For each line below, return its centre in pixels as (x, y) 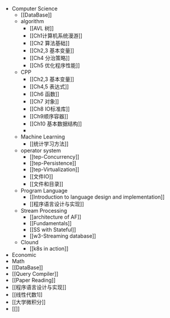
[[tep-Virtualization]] (54, 169)
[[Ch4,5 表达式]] (49, 86)
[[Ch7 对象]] (44, 101)
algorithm (32, 21)
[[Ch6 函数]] (44, 94)
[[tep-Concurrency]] (54, 157)
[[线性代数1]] (27, 295)
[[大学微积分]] (29, 302)
